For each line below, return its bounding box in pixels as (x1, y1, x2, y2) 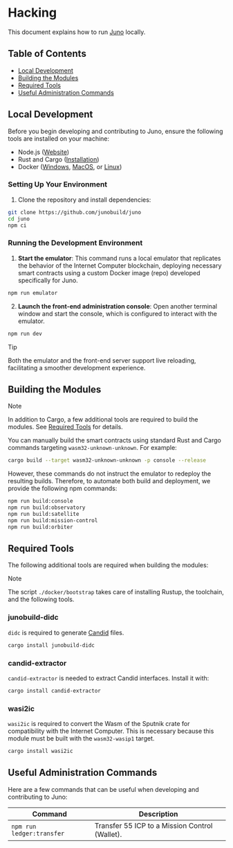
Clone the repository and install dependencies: (17, 196, 151, 204)
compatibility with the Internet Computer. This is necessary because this (8, 727, 214, 736)
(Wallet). (94, 829, 122, 839)
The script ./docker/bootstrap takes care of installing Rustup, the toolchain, (8, 588, 224, 596)
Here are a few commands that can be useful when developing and (8, 785, 199, 793)
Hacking (8, 5, 57, 21)
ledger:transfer (11, 829, 65, 837)
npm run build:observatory (8, 504, 86, 511)
